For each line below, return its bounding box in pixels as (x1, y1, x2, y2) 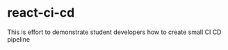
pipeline (7, 35, 30, 43)
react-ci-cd (7, 5, 75, 21)
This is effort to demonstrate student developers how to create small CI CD (7, 28, 222, 36)
